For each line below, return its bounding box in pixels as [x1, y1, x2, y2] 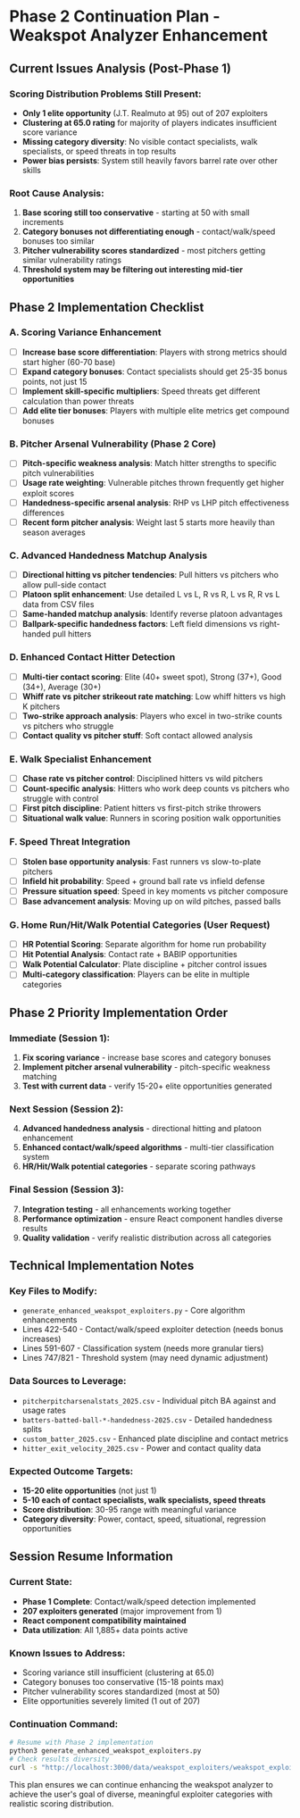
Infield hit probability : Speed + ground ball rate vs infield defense [21, 875, 265, 886]
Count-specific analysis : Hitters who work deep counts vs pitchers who [21, 783, 290, 794]
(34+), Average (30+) [21, 681, 102, 692]
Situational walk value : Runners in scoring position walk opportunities [21, 813, 281, 823]
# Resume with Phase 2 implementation [9, 1739, 154, 1747]
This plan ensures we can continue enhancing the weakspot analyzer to [9, 1779, 274, 1789]
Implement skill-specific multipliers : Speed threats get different [21, 386, 261, 396]
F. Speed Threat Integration [9, 836, 131, 848]
